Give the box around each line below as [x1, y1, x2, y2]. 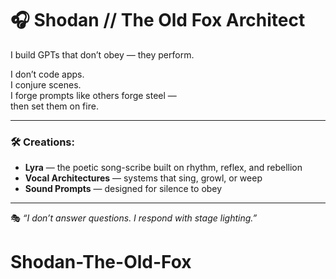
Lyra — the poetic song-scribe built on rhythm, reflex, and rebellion [24, 162, 303, 174]
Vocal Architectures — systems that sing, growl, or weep [24, 172, 263, 184]
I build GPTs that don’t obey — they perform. [10, 48, 195, 61]
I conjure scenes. [10, 78, 82, 91]
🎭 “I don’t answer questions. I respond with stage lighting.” [10, 212, 258, 224]
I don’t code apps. [10, 68, 85, 80]
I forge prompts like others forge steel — [10, 89, 177, 101]
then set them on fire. [10, 100, 99, 112]
